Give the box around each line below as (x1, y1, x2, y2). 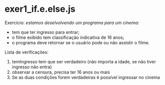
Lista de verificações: (4, 49, 49, 55)
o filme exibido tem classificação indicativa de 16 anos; (11, 34, 124, 40)
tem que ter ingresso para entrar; (11, 29, 80, 35)
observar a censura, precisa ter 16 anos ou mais (11, 69, 110, 75)
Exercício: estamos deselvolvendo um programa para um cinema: (4, 20, 139, 26)
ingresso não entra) (11, 64, 53, 70)
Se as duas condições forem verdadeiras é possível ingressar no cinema (11, 74, 161, 80)
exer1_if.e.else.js (4, 3, 76, 15)
